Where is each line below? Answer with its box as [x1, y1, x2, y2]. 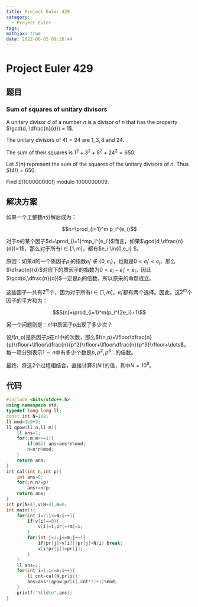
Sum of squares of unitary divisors [6, 105, 108, 113]
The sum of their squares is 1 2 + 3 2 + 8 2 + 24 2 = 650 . [6, 148, 136, 156]
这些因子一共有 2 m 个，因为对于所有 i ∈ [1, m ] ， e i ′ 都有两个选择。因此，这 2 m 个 [6, 287, 193, 297]
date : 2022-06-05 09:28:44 [6, 36, 73, 42]
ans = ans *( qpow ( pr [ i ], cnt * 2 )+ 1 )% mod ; [27, 579, 118, 585]
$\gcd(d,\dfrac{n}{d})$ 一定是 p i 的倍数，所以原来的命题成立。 [6, 274, 155, 283]
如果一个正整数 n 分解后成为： [6, 214, 77, 221]
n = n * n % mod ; [27, 446, 54, 453]
